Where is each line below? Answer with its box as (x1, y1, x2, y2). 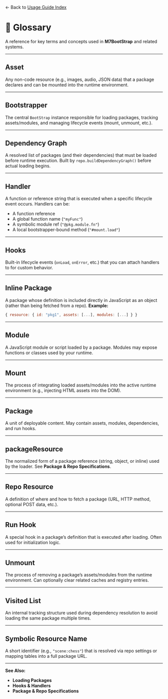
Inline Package (5, 284, 52, 292)
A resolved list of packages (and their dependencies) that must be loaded (5, 152, 157, 158)
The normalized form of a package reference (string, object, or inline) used (5, 458, 159, 464)
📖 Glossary (5, 22, 51, 33)
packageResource (5, 445, 63, 453)
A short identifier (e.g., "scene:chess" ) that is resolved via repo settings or (5, 648, 157, 654)
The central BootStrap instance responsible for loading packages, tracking (5, 114, 158, 120)
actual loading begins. (5, 163, 51, 169)
